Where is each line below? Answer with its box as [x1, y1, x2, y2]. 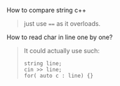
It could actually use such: [23, 47, 100, 55]
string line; [23, 60, 62, 67]
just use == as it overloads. [23, 20, 101, 27]
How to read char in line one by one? [6, 33, 113, 41]
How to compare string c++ [6, 6, 87, 14]
